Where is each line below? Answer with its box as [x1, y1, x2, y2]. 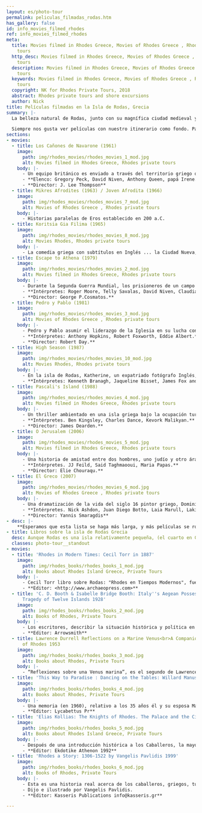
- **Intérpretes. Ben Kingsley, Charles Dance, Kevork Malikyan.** [22, 417, 195, 423]
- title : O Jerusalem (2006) [11, 428, 85, 434]
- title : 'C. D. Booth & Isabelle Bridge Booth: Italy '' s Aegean [11, 591, 179, 597]
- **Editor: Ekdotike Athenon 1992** [22, 747, 117, 753]
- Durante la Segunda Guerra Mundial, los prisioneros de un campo [22, 282, 195, 289]
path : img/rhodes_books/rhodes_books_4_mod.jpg [22, 686, 144, 692]
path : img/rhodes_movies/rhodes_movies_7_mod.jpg [22, 199, 149, 205]
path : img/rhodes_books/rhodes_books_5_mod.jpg [22, 725, 144, 731]
